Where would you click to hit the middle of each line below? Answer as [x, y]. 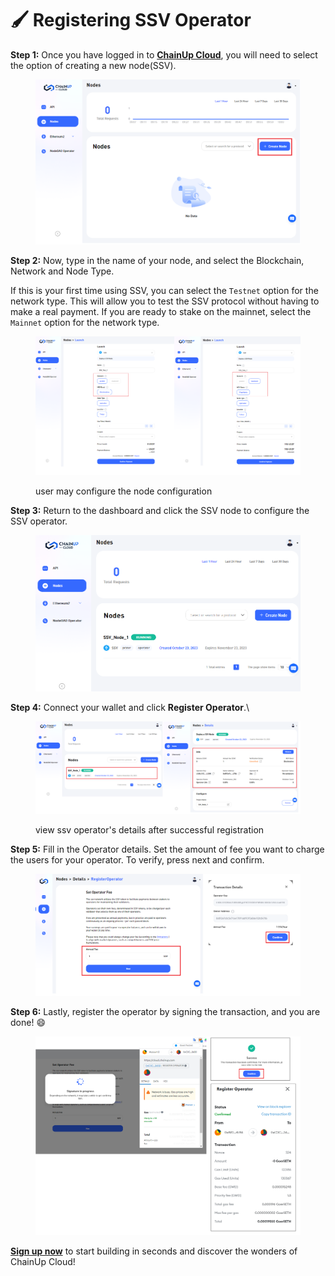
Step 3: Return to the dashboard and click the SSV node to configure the [160, 511]
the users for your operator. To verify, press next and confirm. [137, 859]
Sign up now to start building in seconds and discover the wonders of [154, 1251]
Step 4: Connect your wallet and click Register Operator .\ [130, 708]
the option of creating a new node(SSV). [93, 65]
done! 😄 [28, 1022]
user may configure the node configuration [124, 491]
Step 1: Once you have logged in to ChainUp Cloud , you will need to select [164, 54]
